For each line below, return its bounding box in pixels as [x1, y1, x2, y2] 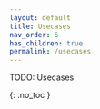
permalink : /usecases [9, 47, 92, 56]
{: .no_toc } [9, 90, 51, 101]
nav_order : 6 [9, 30, 59, 39]
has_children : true [9, 38, 84, 48]
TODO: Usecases [9, 72, 75, 83]
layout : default [9, 13, 71, 23]
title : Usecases [9, 22, 71, 31]
